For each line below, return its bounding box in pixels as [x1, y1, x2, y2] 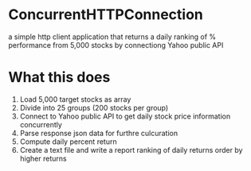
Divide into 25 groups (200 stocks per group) [19, 103, 169, 112]
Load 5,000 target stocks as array [19, 94, 131, 104]
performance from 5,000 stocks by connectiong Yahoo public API [8, 40, 224, 49]
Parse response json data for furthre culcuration [19, 128, 178, 138]
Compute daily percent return [19, 137, 117, 146]
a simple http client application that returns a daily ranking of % [8, 32, 217, 41]
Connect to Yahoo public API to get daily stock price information [19, 111, 231, 121]
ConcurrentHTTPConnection [8, 6, 203, 24]
